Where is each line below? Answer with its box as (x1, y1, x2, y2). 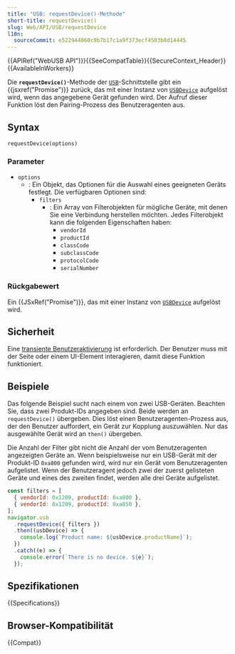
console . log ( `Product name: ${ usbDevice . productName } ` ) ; (20, 534, 193, 541)
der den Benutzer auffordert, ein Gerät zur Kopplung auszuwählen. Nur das (7, 422, 228, 431)
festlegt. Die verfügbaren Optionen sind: (28, 188, 147, 197)
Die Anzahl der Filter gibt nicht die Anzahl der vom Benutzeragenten (7, 443, 207, 452)
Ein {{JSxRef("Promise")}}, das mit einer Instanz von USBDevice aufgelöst (7, 297, 221, 306)
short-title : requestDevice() (7, 17, 98, 24)
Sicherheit (7, 326, 55, 338)
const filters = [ (7, 487, 62, 495)
